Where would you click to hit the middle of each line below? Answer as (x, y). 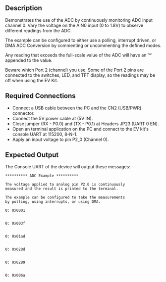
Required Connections (40, 96)
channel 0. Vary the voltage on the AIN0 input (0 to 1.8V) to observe (74, 25)
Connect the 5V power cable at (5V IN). (53, 118)
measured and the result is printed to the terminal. (62, 189)
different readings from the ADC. (38, 30)
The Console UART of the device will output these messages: (68, 167)
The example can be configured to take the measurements (65, 197)
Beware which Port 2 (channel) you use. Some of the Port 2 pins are (75, 70)
